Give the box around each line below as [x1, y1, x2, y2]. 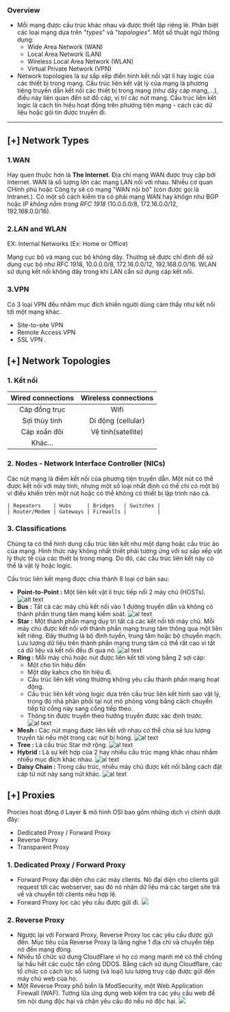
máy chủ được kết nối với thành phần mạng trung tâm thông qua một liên [16, 624, 222, 632]
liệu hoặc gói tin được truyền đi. [16, 108, 107, 116]
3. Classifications [7, 524, 67, 533]
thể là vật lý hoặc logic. [7, 561, 73, 570]
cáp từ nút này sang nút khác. [16, 770, 101, 778]
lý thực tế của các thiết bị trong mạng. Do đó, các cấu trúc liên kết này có [7, 554, 214, 562]
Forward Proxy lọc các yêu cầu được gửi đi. [16, 898, 140, 906]
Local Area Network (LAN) [27, 50, 102, 58]
